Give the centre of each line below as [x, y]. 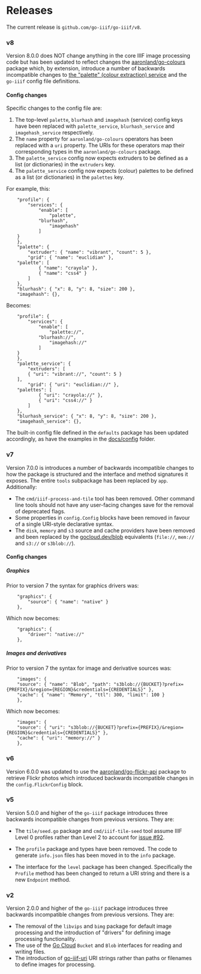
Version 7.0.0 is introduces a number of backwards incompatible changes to [100, 467]
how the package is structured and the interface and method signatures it [97, 474]
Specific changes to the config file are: [54, 108]
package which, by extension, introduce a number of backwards [86, 68]
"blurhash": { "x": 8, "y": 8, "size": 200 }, [76, 289]
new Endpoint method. [43, 879]
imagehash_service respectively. [54, 133]
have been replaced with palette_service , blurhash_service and [95, 126]
